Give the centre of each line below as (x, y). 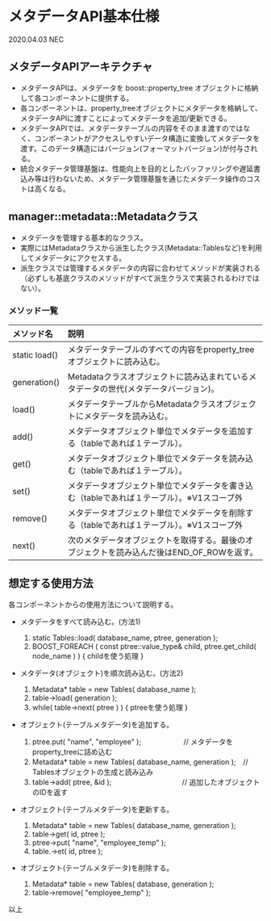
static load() (35, 354)
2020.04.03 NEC (36, 39)
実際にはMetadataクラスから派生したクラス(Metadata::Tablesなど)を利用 (141, 248)
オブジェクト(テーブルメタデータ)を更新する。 (97, 809)
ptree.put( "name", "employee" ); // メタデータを (133, 741)
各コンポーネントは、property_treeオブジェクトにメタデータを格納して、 (141, 108)
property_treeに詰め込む (72, 751)
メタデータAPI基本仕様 (84, 17)
